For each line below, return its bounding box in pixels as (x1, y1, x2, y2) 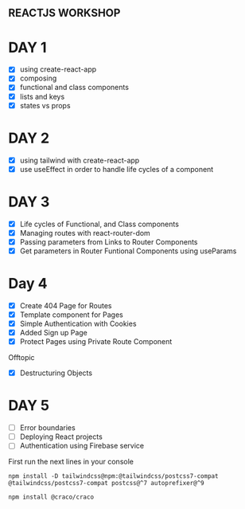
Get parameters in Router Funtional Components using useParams (19, 246, 237, 256)
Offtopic (8, 353, 35, 362)
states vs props (19, 100, 71, 110)
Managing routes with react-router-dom (19, 228, 151, 237)
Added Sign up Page (19, 328, 87, 338)
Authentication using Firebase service (19, 441, 145, 451)
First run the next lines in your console (8, 457, 134, 467)
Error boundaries (19, 423, 76, 433)
